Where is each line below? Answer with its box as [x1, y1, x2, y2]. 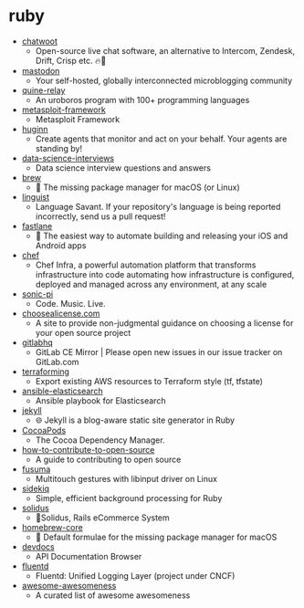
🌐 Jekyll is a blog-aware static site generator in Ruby [35, 414, 235, 425]
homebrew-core [21, 521, 83, 532]
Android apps [35, 239, 87, 251]
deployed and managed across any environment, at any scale [35, 278, 267, 289]
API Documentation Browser [35, 550, 142, 561]
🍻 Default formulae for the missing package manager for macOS [35, 531, 278, 542]
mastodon [21, 65, 60, 76]
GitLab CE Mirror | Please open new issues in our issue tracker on [35, 346, 283, 357]
